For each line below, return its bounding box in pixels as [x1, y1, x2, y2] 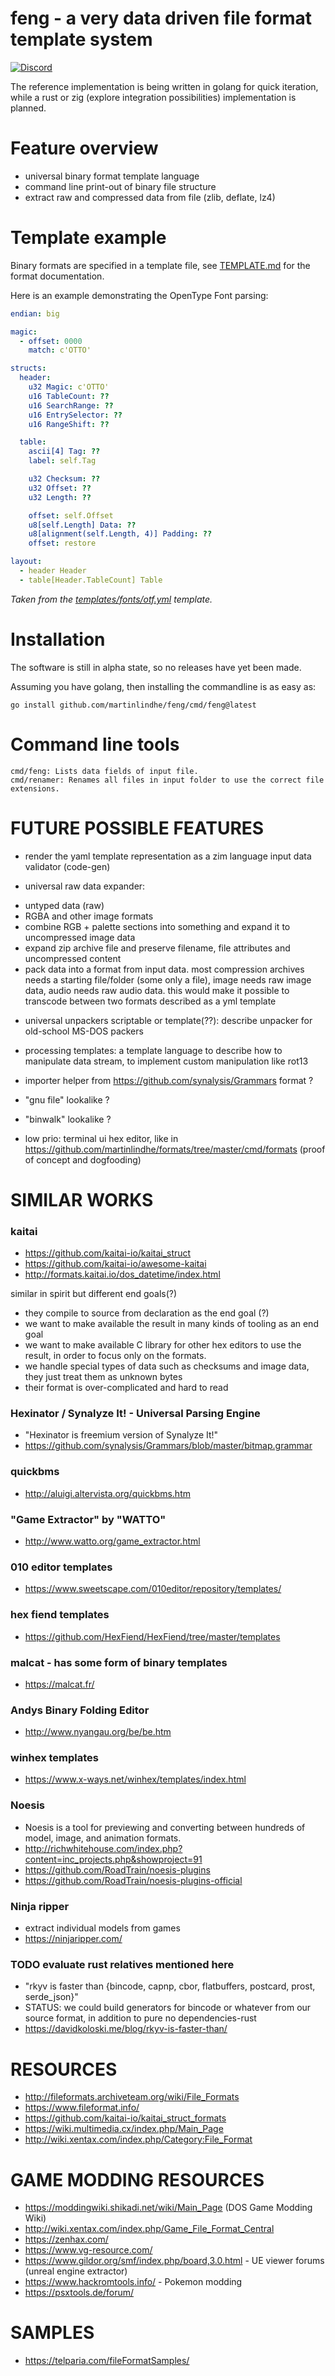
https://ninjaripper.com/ [24, 1933, 123, 1945]
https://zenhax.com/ [24, 2233, 109, 2246]
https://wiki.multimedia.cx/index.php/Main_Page [24, 2123, 224, 2135]
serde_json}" [24, 1991, 79, 2003]
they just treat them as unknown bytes [24, 1371, 183, 1383]
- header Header [19, 566, 87, 576]
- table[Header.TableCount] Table [19, 575, 163, 585]
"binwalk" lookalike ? [24, 1113, 112, 1125]
